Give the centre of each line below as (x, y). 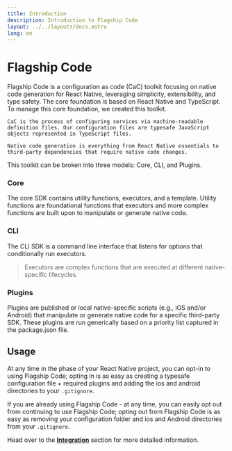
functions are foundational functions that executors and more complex (108, 205)
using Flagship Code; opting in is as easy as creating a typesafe (99, 376)
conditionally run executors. (47, 253)
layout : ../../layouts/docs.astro (57, 26)
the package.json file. (38, 330)
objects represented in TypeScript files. (69, 134)
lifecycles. (63, 274)
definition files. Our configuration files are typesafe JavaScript (108, 128)
